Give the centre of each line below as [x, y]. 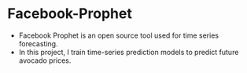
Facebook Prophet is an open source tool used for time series [119, 35]
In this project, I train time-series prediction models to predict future [129, 52]
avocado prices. [45, 60]
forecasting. [38, 43]
